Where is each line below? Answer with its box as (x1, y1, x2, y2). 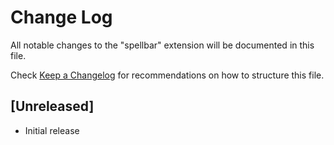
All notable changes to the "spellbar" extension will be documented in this (10, 39, 315, 51)
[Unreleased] (10, 98, 95, 115)
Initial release (24, 124, 80, 136)
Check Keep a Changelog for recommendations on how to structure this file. (10, 69, 325, 81)
